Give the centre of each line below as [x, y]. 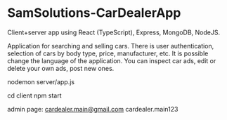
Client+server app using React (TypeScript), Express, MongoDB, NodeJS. [113, 32]
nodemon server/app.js [41, 81]
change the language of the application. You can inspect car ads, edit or [112, 60]
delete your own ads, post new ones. [61, 68]
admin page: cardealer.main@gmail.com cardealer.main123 [93, 109]
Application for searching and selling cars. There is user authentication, [111, 46]
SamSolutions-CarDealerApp [94, 13]
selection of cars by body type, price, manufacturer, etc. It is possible [108, 53]
